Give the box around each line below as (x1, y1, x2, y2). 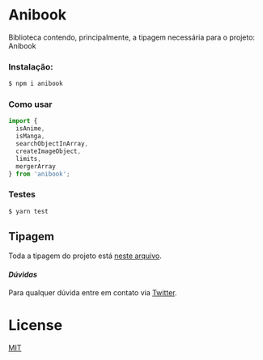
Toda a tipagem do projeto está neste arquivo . (8, 251, 162, 260)
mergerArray (15, 162, 57, 171)
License (8, 316, 63, 334)
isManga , (15, 132, 45, 141)
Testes (8, 188, 36, 200)
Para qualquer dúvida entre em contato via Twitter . (8, 287, 177, 297)
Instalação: (8, 61, 54, 72)
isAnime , (15, 125, 45, 133)
